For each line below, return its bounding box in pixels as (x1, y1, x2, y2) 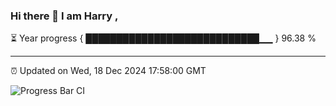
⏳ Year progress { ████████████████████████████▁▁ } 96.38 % (10, 32, 317, 44)
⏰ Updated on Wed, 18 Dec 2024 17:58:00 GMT (10, 65, 207, 77)
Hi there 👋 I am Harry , (10, 9, 119, 23)
